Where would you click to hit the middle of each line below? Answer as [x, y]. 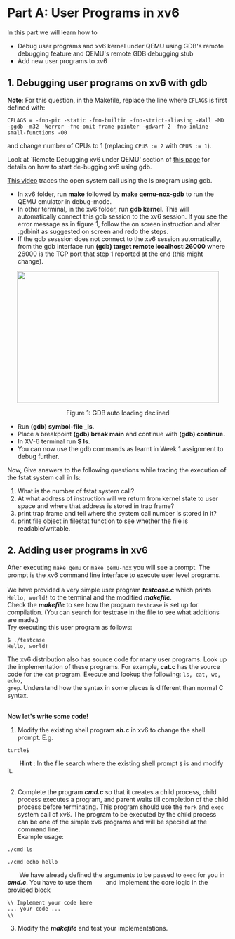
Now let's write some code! [48, 716]
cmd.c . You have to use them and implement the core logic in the [108, 882]
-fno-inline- [193, 127]
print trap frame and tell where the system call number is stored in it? [117, 513]
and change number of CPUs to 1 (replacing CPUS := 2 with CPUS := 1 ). [109, 145]
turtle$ [19, 750]
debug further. [38, 456]
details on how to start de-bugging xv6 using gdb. [80, 167]
